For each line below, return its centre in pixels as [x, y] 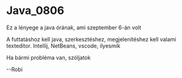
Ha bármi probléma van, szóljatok [49, 57]
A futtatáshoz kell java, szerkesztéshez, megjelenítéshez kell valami [91, 39]
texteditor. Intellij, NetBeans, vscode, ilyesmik [64, 46]
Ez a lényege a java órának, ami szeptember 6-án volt [74, 27]
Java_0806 [35, 11]
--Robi [15, 69]
